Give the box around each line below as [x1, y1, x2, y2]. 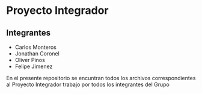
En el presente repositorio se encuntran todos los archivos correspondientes [6, 75, 196, 81]
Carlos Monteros [14, 43, 57, 51]
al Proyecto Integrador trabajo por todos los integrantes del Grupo [6, 81, 170, 88]
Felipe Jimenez [14, 63, 53, 70]
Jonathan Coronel [14, 50, 60, 57]
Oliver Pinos [14, 57, 45, 63]
